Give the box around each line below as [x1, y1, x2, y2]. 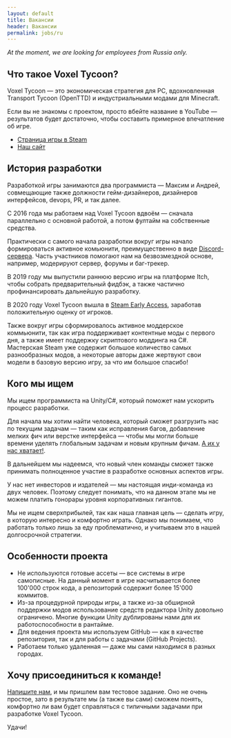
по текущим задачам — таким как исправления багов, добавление [7, 424, 205, 432]
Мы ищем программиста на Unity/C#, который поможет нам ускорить [7, 396, 215, 405]
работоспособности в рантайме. [17, 620, 114, 628]
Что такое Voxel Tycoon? [7, 68, 119, 80]
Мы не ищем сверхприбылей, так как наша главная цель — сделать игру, [7, 508, 225, 516]
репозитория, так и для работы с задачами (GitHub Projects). [17, 634, 197, 643]
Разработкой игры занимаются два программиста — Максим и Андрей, [7, 181, 221, 189]
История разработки [7, 163, 102, 175]
